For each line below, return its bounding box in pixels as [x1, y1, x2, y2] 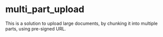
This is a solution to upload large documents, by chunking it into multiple [5, 20, 158, 26]
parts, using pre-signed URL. [5, 25, 66, 31]
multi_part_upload [5, 4, 84, 15]
